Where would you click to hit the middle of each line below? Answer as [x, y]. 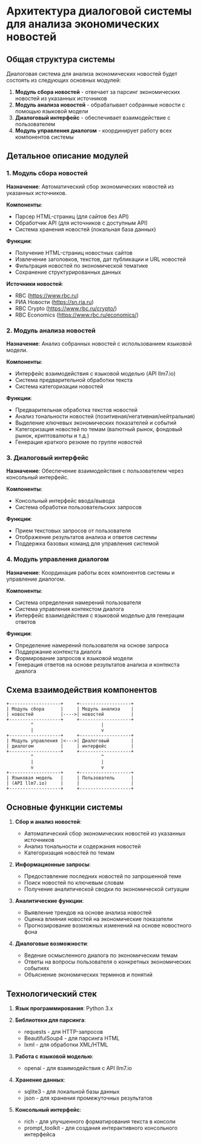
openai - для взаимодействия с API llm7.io [78, 1068]
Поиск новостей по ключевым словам [74, 883]
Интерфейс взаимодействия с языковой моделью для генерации [100, 615]
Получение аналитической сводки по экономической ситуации [107, 889]
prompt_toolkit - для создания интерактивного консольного [101, 1128]
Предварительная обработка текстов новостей [76, 409]
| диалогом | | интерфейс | [70, 746]
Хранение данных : [40, 1080]
